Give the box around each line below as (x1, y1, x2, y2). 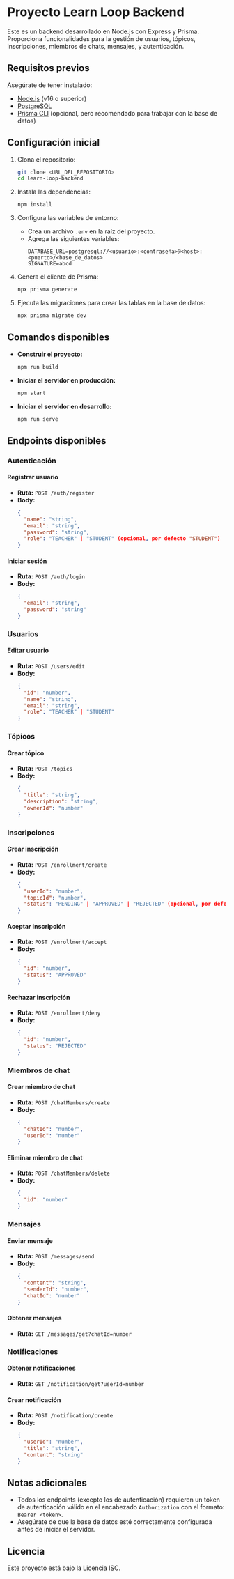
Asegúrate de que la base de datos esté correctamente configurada (17, 1518, 212, 1526)
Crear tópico (7, 748, 45, 757)
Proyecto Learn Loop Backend (7, 4, 185, 20)
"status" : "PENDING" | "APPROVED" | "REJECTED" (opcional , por (24, 900, 211, 908)
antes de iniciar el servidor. (17, 1525, 95, 1534)
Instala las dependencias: (17, 187, 91, 196)
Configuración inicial (7, 137, 100, 148)
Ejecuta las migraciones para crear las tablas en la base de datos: (17, 299, 206, 307)
